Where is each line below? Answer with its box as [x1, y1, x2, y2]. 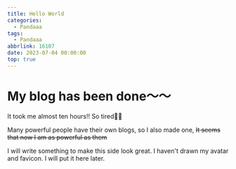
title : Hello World [7, 10, 65, 18]
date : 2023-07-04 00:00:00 [7, 50, 86, 57]
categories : [7, 17, 42, 24]
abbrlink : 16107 [7, 43, 55, 50]
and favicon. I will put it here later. [7, 154, 105, 162]
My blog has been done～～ [7, 88, 171, 104]
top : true [7, 56, 37, 63]
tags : [7, 29, 23, 37]
